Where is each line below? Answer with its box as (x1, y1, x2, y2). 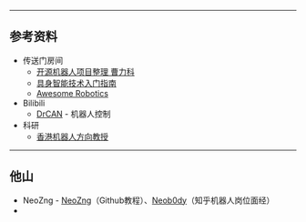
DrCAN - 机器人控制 (36, 108, 111, 119)
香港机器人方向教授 (36, 131, 109, 142)
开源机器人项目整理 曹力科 (36, 66, 135, 77)
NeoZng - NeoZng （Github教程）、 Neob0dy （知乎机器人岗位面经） (22, 195, 275, 206)
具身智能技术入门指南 (36, 77, 117, 88)
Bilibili (22, 97, 46, 108)
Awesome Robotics (36, 87, 109, 98)
